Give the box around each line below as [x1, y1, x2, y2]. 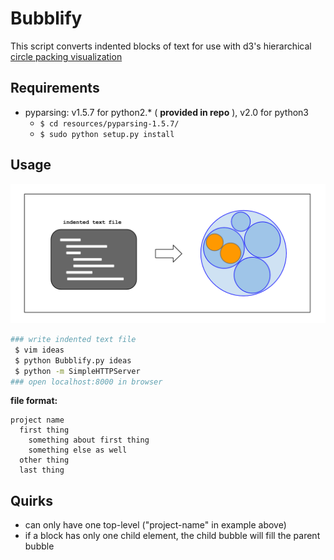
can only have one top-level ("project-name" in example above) [24, 519, 287, 531]
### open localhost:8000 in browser [10, 377, 163, 387]
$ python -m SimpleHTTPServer [14, 366, 141, 376]
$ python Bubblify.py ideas [14, 355, 132, 366]
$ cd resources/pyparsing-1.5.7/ [39, 118, 180, 129]
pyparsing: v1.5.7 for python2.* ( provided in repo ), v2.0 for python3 [24, 106, 310, 118]
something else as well [28, 445, 128, 456]
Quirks [10, 492, 53, 509]
